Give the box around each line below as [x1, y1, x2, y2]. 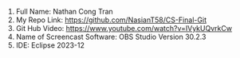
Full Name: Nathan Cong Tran [15, 7, 113, 16]
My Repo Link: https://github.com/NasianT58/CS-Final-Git [15, 15, 207, 25]
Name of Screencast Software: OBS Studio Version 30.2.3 [15, 32, 207, 41]
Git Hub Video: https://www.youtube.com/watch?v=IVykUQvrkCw [15, 24, 233, 33]
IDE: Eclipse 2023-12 [15, 41, 85, 50]
